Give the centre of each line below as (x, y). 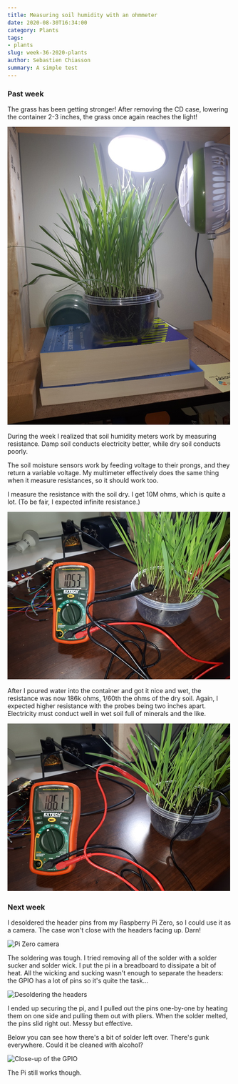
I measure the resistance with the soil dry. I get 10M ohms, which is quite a (117, 494)
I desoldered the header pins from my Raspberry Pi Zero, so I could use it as (119, 923)
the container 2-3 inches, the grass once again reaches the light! (103, 117)
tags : (15, 38)
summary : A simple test (43, 68)
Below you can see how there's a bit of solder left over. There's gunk (108, 1038)
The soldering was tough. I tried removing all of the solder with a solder (112, 958)
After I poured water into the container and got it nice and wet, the (104, 691)
